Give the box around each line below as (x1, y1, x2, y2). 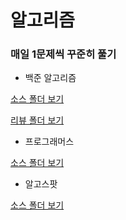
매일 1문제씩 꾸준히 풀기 (10, 47, 117, 61)
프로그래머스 (24, 136, 75, 148)
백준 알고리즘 (24, 72, 77, 84)
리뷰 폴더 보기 (10, 114, 65, 126)
